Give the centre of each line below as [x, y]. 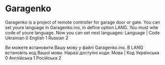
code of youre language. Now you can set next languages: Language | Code [82, 32]
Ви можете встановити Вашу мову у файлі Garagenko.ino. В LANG [74, 47]
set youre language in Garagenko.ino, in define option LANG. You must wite [82, 27]
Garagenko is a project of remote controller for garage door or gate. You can [82, 22]
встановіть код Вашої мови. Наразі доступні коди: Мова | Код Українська [82, 53]
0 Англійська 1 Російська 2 [33, 58]
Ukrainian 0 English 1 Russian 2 [37, 38]
